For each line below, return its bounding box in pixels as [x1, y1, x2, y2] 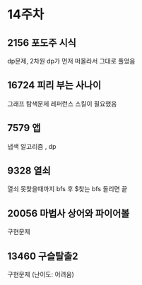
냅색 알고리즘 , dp [7, 142, 57, 150]
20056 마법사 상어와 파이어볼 [7, 207, 130, 219]
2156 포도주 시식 [7, 37, 76, 49]
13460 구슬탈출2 [7, 250, 79, 262]
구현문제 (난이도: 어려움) [7, 270, 74, 279]
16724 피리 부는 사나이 [7, 79, 102, 92]
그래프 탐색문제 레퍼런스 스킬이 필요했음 [7, 99, 117, 108]
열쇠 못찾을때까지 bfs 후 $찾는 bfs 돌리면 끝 [7, 185, 128, 193]
